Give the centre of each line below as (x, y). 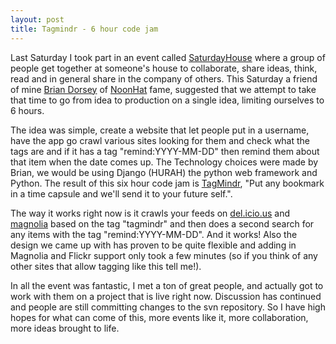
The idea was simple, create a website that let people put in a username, (160, 130)
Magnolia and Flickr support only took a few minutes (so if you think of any (164, 255)
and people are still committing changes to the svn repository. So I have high (168, 307)
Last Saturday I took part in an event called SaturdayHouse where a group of (168, 57)
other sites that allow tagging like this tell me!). (106, 266)
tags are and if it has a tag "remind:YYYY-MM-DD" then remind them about (165, 151)
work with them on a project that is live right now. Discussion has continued (166, 296)
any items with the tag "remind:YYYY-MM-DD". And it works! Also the (154, 234)
